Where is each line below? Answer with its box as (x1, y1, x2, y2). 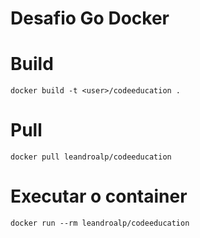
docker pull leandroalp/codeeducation (10, 152, 172, 162)
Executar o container (10, 185, 188, 208)
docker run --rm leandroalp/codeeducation (10, 218, 190, 228)
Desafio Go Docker (10, 7, 170, 30)
